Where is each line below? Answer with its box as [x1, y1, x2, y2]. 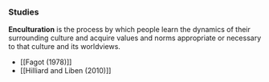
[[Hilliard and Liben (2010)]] [19, 66, 112, 76]
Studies [8, 6, 39, 18]
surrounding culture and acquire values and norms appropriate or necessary [8, 33, 262, 43]
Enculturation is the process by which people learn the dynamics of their [8, 25, 251, 35]
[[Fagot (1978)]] [19, 57, 72, 67]
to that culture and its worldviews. [8, 42, 120, 51]
